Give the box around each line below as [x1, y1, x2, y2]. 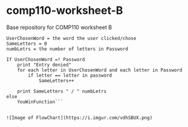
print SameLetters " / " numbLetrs [17, 88, 107, 94]
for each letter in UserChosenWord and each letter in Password [17, 67, 183, 73]
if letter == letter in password [28, 72, 112, 79]
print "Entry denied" [17, 62, 71, 68]
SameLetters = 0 [6, 41, 47, 47]
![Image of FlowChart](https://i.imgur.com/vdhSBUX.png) [6, 114, 153, 121]
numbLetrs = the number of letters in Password [6, 46, 129, 52]
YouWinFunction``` [17, 99, 63, 105]
